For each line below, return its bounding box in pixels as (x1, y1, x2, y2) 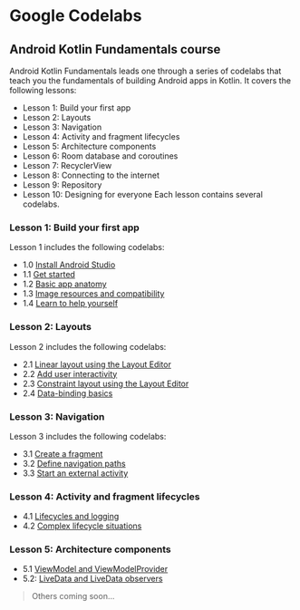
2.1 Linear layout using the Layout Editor (22, 359, 172, 370)
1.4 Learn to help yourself (22, 298, 119, 309)
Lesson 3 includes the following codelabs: (9, 431, 167, 441)
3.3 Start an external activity (22, 468, 129, 479)
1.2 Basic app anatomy (22, 278, 107, 290)
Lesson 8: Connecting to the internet (22, 169, 160, 180)
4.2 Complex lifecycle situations (22, 520, 142, 531)
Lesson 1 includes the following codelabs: (9, 242, 165, 253)
